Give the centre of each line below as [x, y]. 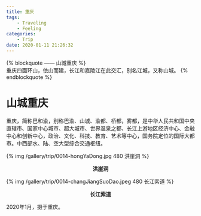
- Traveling [32, 23]
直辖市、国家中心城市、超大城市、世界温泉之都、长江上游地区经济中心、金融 [100, 128]
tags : [13, 17]
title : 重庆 [20, 12]
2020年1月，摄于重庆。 [35, 206]
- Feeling [29, 28]
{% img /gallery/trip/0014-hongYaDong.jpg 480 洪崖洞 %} [78, 156]
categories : [21, 34]
